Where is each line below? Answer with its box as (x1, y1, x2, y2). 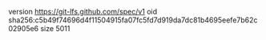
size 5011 (39, 24, 71, 33)
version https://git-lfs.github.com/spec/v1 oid (8, 7, 158, 16)
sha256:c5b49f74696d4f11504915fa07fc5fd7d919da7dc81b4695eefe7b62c (8, 15, 258, 25)
